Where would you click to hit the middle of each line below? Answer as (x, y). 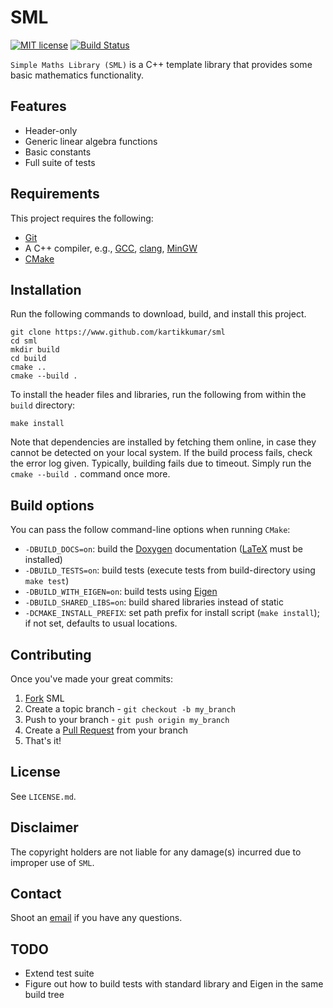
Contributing (51, 654)
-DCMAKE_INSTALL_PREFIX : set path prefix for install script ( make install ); (172, 613)
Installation (46, 289)
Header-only (51, 130)
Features (38, 106)
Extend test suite (59, 973)
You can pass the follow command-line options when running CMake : (150, 530)
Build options (52, 505)
